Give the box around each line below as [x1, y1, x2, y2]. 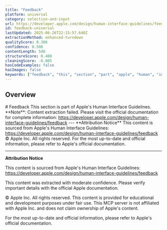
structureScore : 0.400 [5, 53, 52, 59]
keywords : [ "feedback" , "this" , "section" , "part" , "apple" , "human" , [5, 72, 155, 77]
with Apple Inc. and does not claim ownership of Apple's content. [5, 205, 139, 211]
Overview [5, 91, 36, 99]
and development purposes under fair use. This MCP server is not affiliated [5, 200, 159, 206]
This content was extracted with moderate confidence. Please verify [5, 180, 145, 186]
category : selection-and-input [5, 16, 70, 21]
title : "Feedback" [5, 7, 43, 12]
